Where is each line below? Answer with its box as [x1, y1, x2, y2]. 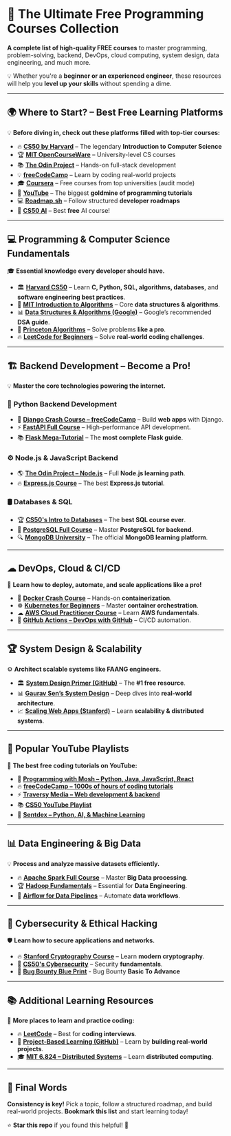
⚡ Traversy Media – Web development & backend [16, 790, 160, 798]
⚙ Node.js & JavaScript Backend [7, 453, 118, 462]
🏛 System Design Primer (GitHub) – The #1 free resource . [16, 679, 186, 687]
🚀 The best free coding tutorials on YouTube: [7, 761, 137, 770]
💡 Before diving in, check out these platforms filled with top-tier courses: [7, 128, 221, 136]
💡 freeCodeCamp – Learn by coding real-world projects [16, 170, 177, 178]
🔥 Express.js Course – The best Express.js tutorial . [16, 479, 165, 487]
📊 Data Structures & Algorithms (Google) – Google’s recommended [16, 308, 212, 316]
